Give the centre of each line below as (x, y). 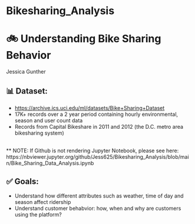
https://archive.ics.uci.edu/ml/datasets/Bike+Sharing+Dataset (90, 108)
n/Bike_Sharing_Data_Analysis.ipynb (50, 163)
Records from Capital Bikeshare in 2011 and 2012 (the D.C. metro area (99, 126)
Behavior (29, 56)
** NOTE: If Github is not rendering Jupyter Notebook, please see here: (92, 151)
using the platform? (38, 214)
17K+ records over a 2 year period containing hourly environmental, (96, 114)
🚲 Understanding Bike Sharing (84, 39)
